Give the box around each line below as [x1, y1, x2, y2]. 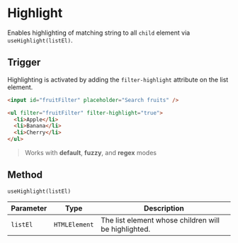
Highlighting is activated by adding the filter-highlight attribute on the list [7, 75, 229, 84]
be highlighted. [100, 224, 151, 234]
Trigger [7, 57, 41, 69]
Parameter [11, 203, 47, 213]
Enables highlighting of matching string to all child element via [7, 28, 191, 37]
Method [7, 169, 43, 181]
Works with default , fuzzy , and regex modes [24, 149, 157, 157]
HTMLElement [53, 220, 94, 228]
